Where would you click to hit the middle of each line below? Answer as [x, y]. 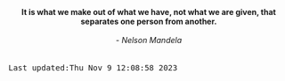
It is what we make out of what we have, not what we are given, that [149, 12]
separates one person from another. [149, 21]
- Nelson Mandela [149, 40]
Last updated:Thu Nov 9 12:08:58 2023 [93, 68]
